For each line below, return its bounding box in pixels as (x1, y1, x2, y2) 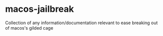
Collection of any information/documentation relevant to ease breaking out (5, 20, 158, 26)
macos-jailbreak (5, 3, 75, 15)
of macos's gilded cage (5, 25, 54, 31)
